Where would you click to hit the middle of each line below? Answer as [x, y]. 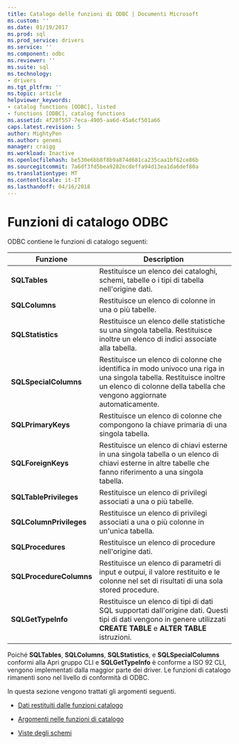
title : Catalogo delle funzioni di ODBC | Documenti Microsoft [103, 14]
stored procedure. [129, 590]
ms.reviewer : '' [31, 61]
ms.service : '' [30, 47]
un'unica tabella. [127, 531]
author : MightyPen [34, 134]
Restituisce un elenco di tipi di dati [156, 602]
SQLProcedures [38, 547]
